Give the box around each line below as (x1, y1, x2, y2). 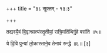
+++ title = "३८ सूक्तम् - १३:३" (6, 5, 72, 12)
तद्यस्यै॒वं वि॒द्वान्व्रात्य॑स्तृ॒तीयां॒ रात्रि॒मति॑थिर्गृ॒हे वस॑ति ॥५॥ (6, 28, 102, 35)
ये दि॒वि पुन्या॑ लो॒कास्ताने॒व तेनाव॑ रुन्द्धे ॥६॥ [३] (6, 40, 91, 47)
